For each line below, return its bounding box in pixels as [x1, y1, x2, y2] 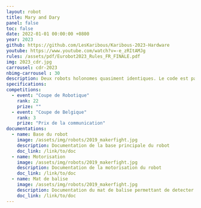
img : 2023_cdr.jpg [6, 59, 52, 65]
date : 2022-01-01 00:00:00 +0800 [6, 31, 90, 37]
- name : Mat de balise [11, 176, 68, 182]
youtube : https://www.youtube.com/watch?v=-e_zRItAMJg [6, 48, 146, 54]
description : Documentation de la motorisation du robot [17, 165, 162, 171]
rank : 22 [17, 98, 39, 104]
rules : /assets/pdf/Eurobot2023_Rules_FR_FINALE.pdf [6, 53, 141, 59]
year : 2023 [6, 37, 33, 43]
